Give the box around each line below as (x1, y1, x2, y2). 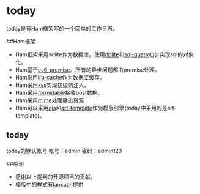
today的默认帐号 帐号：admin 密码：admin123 (6, 147, 122, 154)
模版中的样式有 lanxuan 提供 (15, 181, 84, 188)
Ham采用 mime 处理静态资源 (15, 96, 84, 104)
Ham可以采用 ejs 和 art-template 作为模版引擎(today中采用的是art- (15, 104, 177, 111)
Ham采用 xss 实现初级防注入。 (15, 81, 90, 89)
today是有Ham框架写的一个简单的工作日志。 (6, 24, 118, 32)
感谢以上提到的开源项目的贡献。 (15, 173, 96, 181)
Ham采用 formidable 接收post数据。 (15, 89, 103, 96)
